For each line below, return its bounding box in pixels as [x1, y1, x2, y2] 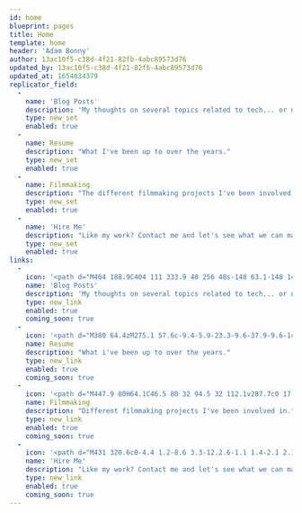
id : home [9, 13, 42, 22]
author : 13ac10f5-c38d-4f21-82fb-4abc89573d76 [9, 55, 187, 64]
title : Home [9, 30, 54, 39]
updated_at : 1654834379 [9, 72, 99, 81]
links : [9, 256, 34, 265]
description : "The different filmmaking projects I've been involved [25, 189, 292, 198]
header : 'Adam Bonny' [9, 47, 91, 56]
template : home [9, 38, 67, 48]
